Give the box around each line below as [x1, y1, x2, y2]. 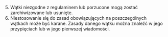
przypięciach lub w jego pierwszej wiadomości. [10, 26, 110, 32]
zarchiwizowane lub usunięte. [10, 10, 73, 16]
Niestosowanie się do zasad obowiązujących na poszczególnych [10, 15, 147, 21]
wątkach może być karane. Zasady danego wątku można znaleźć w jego [10, 20, 163, 26]
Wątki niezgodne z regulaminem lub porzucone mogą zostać [10, 5, 138, 10]
